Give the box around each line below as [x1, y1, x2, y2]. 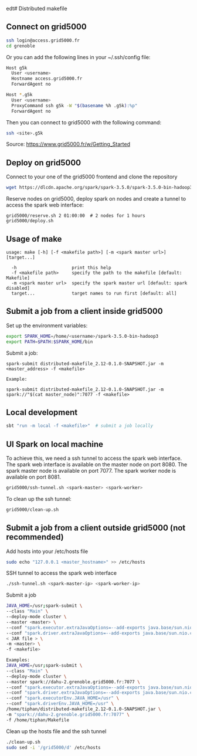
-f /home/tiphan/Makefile [6, 717, 69, 723]
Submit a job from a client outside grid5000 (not [6, 523, 186, 533]
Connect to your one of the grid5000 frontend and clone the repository [6, 173, 178, 181]
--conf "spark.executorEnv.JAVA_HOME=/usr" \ [6, 695, 119, 701]
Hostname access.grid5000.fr [11, 76, 83, 82]
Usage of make [6, 234, 62, 244]
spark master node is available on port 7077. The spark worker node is [6, 467, 176, 474]
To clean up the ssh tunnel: [6, 495, 72, 502]
